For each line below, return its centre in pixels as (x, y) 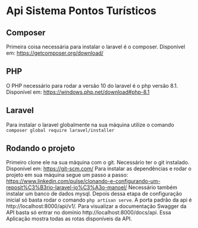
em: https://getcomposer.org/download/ (55, 53)
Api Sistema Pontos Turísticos (81, 11)
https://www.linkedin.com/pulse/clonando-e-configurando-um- (83, 181)
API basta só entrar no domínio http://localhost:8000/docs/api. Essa (89, 213)
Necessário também (153, 187)
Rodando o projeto (41, 148)
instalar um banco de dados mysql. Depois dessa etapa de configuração (94, 194)
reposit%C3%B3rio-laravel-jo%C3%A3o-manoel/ (67, 187)
